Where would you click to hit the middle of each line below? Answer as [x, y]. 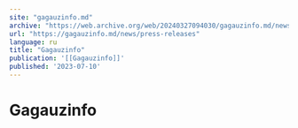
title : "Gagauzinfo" [47, 50]
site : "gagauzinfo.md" [51, 17]
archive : [25, 26]
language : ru [33, 42]
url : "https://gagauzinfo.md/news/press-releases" [105, 34]
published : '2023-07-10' [55, 67]
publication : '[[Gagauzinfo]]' [67, 58]
